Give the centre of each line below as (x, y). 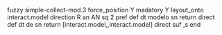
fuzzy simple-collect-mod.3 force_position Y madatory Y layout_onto (105, 10)
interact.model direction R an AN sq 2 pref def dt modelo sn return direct (111, 17)
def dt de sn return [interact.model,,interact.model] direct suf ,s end (104, 24)
